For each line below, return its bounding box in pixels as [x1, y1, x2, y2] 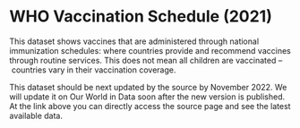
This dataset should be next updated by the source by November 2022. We [9, 81, 287, 92]
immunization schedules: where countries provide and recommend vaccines [9, 45, 291, 55]
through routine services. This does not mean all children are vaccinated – [9, 55, 283, 65]
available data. [9, 110, 63, 121]
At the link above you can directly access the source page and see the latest [9, 100, 291, 111]
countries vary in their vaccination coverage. [11, 64, 176, 75]
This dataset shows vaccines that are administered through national [9, 36, 260, 47]
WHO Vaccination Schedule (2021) [9, 6, 273, 27]
